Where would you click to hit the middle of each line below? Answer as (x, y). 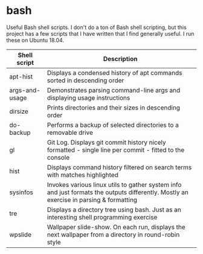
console (58, 157)
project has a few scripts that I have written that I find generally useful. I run (100, 33)
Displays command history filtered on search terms (119, 167)
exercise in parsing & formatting (92, 200)
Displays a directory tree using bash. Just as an (114, 209)
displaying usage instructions (89, 97)
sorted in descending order (85, 80)
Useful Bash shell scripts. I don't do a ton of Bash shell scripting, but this (97, 27)
